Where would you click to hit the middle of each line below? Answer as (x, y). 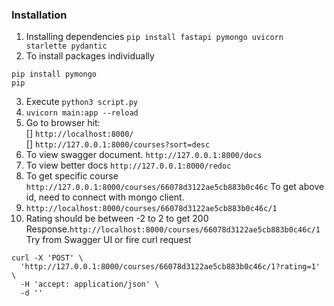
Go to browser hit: (63, 123)
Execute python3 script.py (82, 102)
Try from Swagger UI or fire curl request (108, 240)
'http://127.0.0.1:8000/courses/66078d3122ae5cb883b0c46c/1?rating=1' (170, 267)
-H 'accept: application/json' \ (90, 284)
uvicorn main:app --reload (82, 113)
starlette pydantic (66, 46)
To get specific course (72, 176)
